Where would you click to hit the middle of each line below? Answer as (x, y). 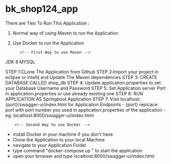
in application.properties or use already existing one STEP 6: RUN (74, 93)
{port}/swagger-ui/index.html (36, 104)
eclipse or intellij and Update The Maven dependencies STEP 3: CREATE (81, 77)
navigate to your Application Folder (50, 145)
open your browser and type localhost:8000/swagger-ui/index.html (83, 156)
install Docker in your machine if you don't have (63, 134)
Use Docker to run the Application (48, 43)
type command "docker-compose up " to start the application (78, 150)
